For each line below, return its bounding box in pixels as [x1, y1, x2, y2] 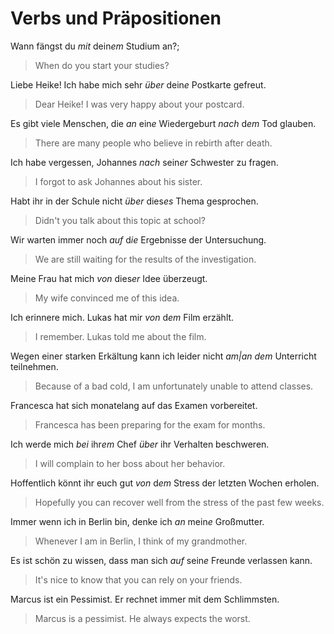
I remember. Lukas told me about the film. [34, 330, 207, 342]
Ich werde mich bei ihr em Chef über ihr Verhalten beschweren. [10, 438, 270, 450]
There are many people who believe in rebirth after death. [34, 137, 273, 149]
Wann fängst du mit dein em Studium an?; [10, 40, 180, 52]
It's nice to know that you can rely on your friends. [34, 573, 243, 586]
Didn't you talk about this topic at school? [34, 214, 206, 226]
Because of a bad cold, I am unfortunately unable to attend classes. [34, 380, 314, 392]
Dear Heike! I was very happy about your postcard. [34, 98, 245, 110]
